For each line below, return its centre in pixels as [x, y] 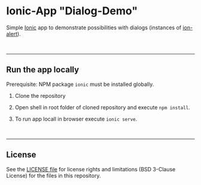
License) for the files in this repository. [54, 175]
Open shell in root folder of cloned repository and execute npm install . [102, 107]
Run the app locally [43, 70]
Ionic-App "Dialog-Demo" [72, 11]
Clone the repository [40, 95]
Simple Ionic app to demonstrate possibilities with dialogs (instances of [94, 27]
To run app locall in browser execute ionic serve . [76, 119]
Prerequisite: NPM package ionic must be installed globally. [80, 84]
